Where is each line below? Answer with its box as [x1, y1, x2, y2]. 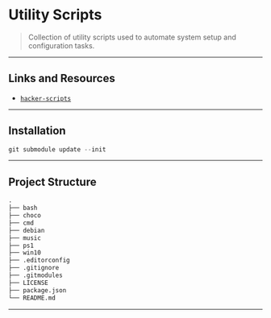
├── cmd [8, 219, 35, 227]
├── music [8, 233, 42, 242]
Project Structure [8, 175, 97, 188]
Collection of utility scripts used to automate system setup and [27, 32, 236, 42]
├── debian [8, 226, 45, 234]
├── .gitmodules [8, 271, 63, 279]
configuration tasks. [27, 40, 95, 50]
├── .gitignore [8, 264, 60, 272]
